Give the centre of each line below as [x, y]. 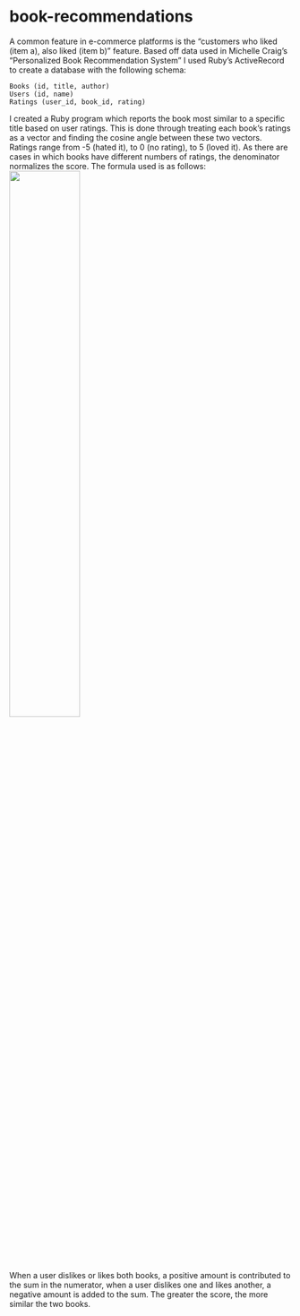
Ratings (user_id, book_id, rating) [77, 102]
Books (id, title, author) [60, 86]
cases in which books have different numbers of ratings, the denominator [145, 156]
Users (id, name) [42, 94]
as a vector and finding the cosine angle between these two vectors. [136, 137]
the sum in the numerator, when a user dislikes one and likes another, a [140, 1285]
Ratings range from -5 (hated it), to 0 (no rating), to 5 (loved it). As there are [149, 147]
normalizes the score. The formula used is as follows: [108, 166]
